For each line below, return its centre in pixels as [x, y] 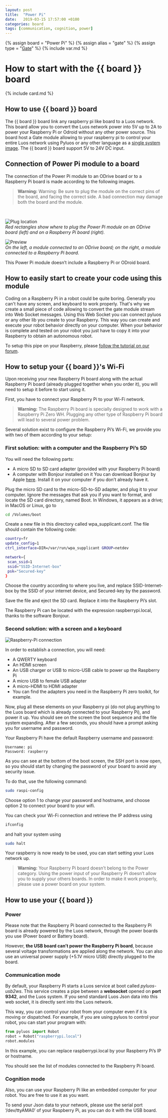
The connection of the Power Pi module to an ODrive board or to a [73, 176]
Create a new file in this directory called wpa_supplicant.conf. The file [77, 524]
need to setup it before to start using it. [46, 390]
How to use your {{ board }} [49, 900]
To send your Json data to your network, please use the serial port [74, 1105]
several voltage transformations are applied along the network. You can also [84, 951]
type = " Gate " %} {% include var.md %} [46, 48]
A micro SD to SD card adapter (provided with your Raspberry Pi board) [86, 469]
